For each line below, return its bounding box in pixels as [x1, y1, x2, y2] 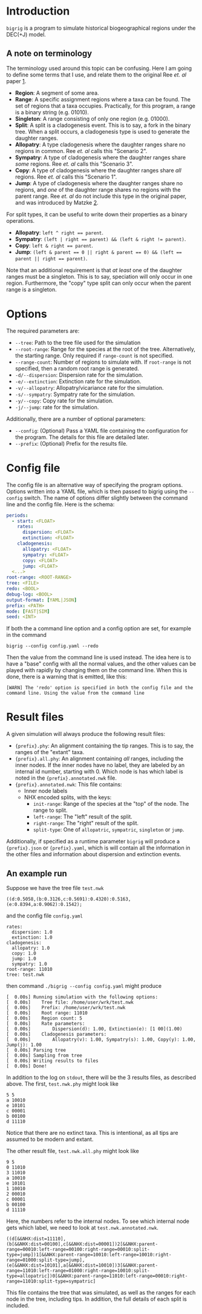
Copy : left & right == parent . [15, 242, 94, 249]
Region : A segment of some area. [15, 89, 99, 97]
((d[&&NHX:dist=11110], [6, 1236, 67, 1242]
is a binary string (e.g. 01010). [15, 108, 89, 116]
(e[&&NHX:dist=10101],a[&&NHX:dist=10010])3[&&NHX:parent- [6, 1262, 158, 1268]
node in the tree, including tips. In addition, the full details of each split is [6, 1295, 187, 1302]
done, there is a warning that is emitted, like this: [6, 673, 127, 681]
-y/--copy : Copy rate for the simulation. [15, 397, 114, 404]
